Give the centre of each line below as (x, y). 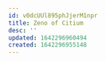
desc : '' (23, 30)
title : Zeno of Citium (46, 23)
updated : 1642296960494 (48, 38)
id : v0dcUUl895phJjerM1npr (53, 15)
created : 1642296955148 (48, 45)
